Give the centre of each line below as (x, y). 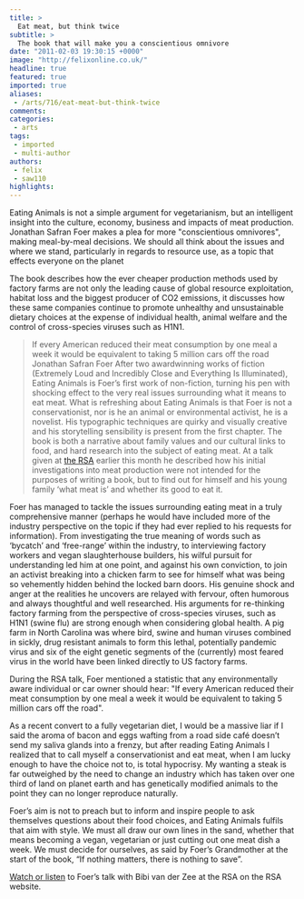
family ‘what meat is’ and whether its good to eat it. (127, 489)
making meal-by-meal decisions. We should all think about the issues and (147, 242)
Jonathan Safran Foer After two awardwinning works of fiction (148, 364)
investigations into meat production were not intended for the (146, 470)
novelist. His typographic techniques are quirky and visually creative (159, 422)
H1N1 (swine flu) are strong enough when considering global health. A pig (147, 623)
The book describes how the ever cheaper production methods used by (144, 279)
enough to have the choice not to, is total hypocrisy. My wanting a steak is (148, 764)
